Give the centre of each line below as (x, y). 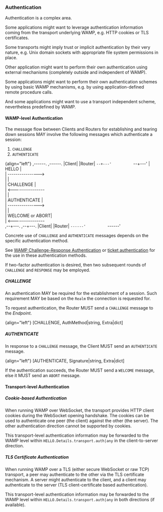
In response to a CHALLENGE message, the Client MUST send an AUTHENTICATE (81, 346)
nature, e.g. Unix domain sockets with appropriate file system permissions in (82, 52)
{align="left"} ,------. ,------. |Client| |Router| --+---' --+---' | (77, 163)
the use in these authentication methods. (46, 255)
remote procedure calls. (29, 92)
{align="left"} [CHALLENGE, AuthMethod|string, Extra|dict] (64, 323)
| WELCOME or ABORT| (29, 215)
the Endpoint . (18, 313)
